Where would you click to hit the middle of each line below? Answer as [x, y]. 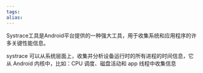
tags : [13, 12]
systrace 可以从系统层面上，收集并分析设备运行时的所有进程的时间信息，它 [100, 56]
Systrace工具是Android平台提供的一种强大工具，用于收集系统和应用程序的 [99, 35]
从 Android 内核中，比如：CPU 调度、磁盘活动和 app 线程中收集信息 [92, 63]
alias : [15, 17]
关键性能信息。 [30, 43]
